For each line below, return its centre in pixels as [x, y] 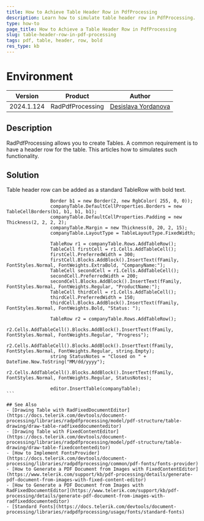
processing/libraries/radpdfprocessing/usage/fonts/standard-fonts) [96, 512]
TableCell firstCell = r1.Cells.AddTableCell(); [113, 249]
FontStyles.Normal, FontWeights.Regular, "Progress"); [78, 335]
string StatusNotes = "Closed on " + [98, 357]
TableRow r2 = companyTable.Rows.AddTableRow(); [113, 319]
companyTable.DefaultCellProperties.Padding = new [116, 217]
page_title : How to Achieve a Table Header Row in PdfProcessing [91, 29]
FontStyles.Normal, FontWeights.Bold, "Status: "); [74, 308]
